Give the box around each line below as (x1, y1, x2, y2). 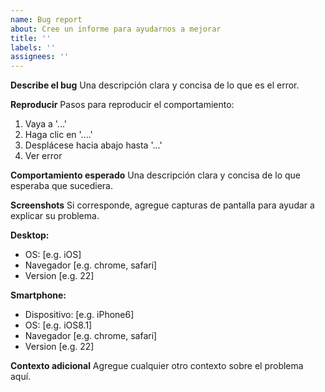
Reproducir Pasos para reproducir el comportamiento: (10, 99, 235, 111)
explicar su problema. (10, 210, 100, 222)
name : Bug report (10, 14, 83, 25)
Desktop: (10, 229, 50, 241)
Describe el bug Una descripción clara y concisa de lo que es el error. (10, 79, 300, 91)
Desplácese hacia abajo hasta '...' (24, 139, 163, 151)
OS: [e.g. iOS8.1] (24, 319, 93, 331)
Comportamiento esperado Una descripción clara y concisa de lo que (10, 169, 302, 181)
